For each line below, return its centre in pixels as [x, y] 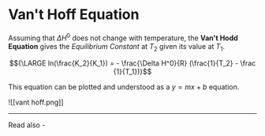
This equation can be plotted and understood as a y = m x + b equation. [124, 87]
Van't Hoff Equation [74, 15]
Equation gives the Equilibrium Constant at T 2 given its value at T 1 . [117, 47]
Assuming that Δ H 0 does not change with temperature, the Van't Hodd [123, 37]
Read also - [27, 125]
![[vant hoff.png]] [36, 102]
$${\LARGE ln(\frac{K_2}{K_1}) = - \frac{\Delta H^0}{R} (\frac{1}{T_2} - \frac [132, 63]
